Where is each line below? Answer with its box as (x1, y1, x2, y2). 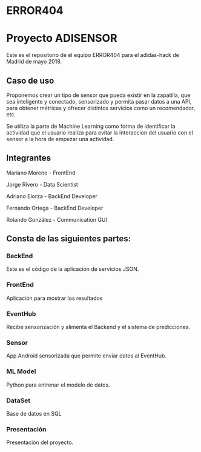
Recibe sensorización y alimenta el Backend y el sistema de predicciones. (6, 324, 191, 331)
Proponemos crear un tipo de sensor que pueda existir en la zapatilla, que (6, 91, 191, 99)
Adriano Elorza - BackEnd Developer (6, 192, 98, 200)
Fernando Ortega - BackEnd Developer (6, 204, 104, 211)
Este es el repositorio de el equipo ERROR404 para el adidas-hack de (6, 52, 180, 59)
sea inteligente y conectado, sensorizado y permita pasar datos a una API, (6, 98, 192, 105)
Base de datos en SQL (6, 410, 62, 417)
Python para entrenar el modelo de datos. (6, 381, 110, 388)
